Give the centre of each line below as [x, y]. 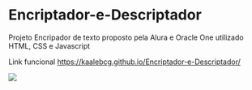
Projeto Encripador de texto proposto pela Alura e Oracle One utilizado [126, 37]
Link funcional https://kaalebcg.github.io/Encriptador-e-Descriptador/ [125, 62]
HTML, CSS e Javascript [49, 45]
